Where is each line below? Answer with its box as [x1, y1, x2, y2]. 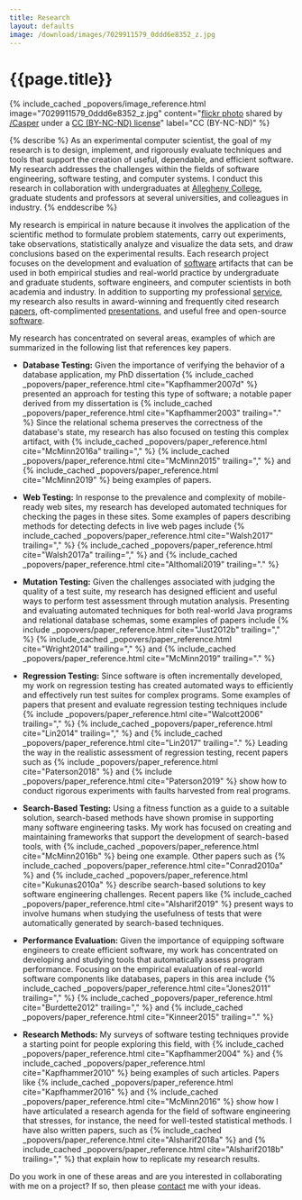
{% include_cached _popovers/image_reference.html [9, 98, 206, 109]
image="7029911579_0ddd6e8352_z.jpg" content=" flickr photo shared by [9, 108, 283, 119]
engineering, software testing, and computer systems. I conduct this [9, 173, 263, 185]
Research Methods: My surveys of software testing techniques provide [22, 1029, 289, 1041]
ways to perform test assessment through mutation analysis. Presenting [22, 595, 290, 606]
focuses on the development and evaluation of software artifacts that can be [9, 258, 294, 268]
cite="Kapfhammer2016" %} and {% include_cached [22, 1086, 219, 1097]
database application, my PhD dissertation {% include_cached [22, 369, 254, 380]
